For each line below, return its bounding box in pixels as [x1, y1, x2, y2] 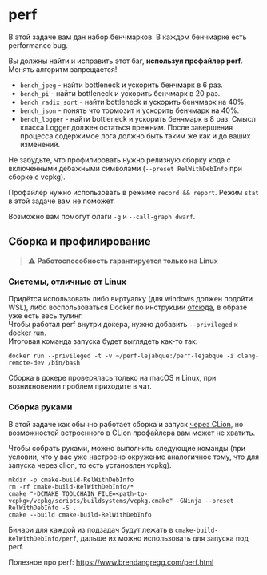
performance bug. [8, 40, 68, 50]
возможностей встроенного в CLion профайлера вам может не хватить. [8, 428, 256, 437]
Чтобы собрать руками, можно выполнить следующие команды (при [8, 444, 246, 453]
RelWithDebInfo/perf [8, 535, 78, 543]
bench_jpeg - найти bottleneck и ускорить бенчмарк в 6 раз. [19, 80, 224, 90]
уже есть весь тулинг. [8, 311, 84, 321]
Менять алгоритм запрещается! [8, 64, 118, 74]
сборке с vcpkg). [8, 172, 66, 182]
